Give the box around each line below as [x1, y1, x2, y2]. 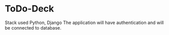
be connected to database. [5, 24, 62, 30]
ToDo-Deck [5, 3, 54, 14]
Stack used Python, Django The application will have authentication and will [5, 19, 164, 25]
